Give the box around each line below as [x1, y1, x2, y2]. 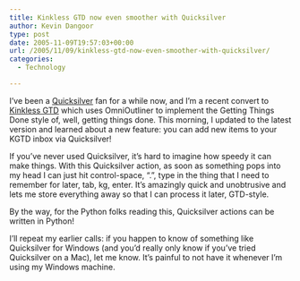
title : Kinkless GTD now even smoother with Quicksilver [9, 13, 227, 22]
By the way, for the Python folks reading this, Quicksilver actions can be [9, 206, 275, 217]
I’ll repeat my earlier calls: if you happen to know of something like [9, 233, 254, 243]
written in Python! [9, 216, 74, 226]
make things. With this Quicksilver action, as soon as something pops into [9, 160, 281, 171]
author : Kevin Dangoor [9, 21, 94, 30]
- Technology [17, 64, 66, 72]
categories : [9, 55, 54, 64]
